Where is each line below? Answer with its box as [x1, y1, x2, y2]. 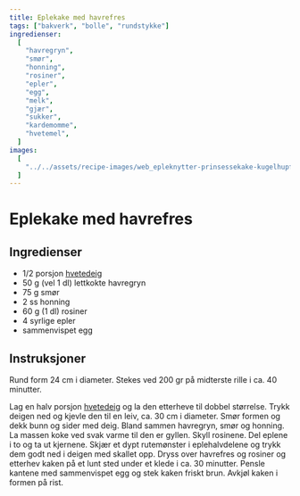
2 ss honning [21, 296, 71, 308]
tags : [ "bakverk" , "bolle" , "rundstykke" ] [9, 21, 170, 30]
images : [9, 145, 38, 154]
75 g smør [21, 287, 60, 298]
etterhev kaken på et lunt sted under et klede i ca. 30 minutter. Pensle [9, 459, 266, 469]
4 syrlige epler [21, 316, 76, 327]
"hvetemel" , [25, 129, 70, 138]
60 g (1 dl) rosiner [21, 306, 87, 317]
